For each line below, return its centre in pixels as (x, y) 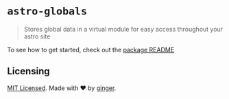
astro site (37, 36)
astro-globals (47, 11)
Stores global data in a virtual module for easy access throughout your (123, 29)
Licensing (28, 71)
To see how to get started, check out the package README (91, 49)
